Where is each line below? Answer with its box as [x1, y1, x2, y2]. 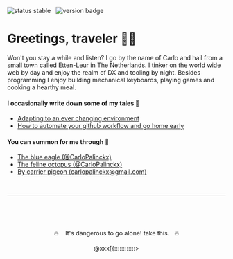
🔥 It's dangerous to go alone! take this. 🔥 [53, 229, 180, 238]
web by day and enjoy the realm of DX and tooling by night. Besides [7, 68, 201, 76]
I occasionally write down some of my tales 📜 [7, 99, 140, 107]
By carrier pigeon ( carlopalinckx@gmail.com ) [17, 168, 147, 176]
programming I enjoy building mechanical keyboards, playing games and [7, 75, 215, 84]
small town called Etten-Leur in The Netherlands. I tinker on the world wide [7, 61, 221, 69]
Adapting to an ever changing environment [17, 114, 140, 123]
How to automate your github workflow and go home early [17, 122, 184, 130]
